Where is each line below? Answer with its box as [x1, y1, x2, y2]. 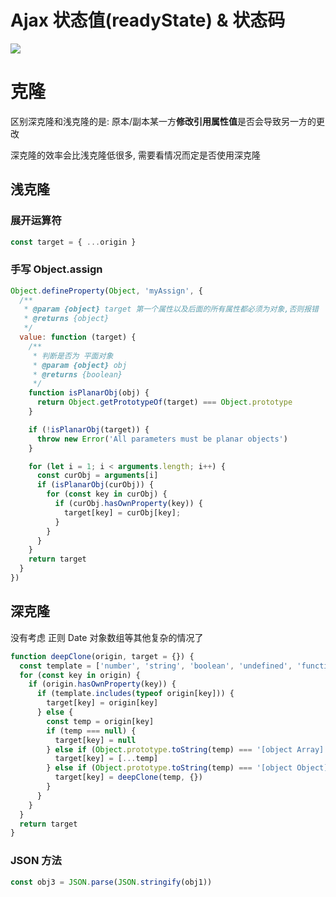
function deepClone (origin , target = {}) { [10, 651, 195, 661]
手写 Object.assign [10, 262, 103, 276]
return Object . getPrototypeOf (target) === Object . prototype [36, 397, 293, 408]
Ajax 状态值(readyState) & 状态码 [10, 9, 286, 32]
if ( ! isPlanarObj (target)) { [28, 424, 150, 435]
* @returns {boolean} [32, 369, 123, 380]
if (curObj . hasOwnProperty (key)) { [54, 499, 203, 509]
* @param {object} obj [32, 360, 128, 370]
